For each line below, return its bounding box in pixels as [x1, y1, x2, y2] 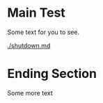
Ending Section [7, 66, 97, 81]
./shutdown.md [7, 41, 51, 49]
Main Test [7, 5, 66, 21]
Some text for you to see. [7, 28, 80, 36]
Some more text [7, 88, 54, 97]
